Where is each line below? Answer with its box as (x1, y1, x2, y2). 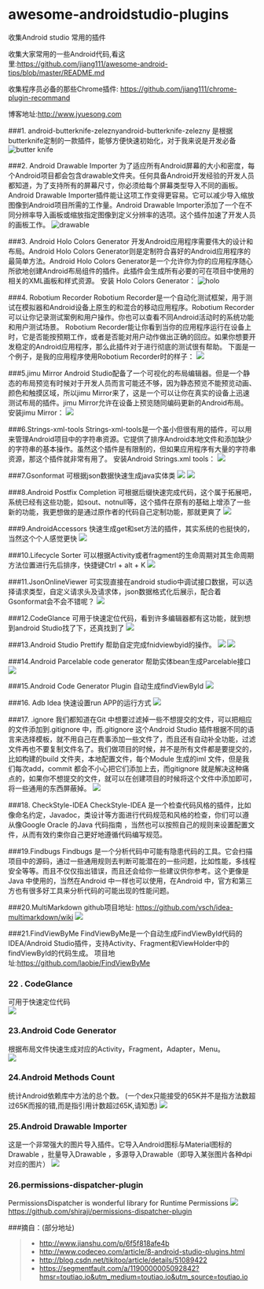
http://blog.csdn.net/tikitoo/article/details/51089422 (38, 1255, 208, 1265)
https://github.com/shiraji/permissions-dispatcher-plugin (8, 1206, 192, 1217)
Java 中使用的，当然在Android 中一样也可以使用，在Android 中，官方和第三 (8, 876, 253, 885)
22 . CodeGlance (8, 978, 73, 989)
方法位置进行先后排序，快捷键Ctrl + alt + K (8, 560, 146, 570)
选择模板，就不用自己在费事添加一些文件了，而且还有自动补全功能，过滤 (21, 734, 256, 744)
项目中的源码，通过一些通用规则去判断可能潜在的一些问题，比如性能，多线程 (8, 856, 256, 866)
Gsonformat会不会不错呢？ (8, 596, 95, 606)
